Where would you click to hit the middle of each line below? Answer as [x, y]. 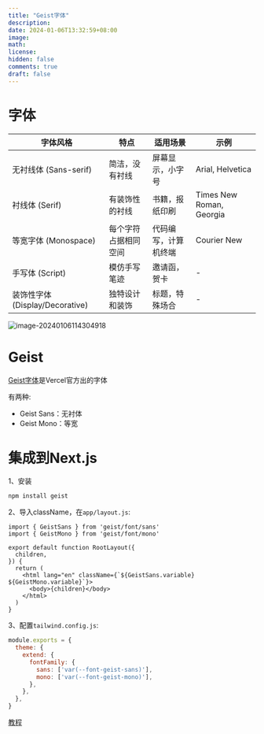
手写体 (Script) [39, 272]
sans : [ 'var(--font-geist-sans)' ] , [95, 669]
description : [29, 23]
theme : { [29, 648]
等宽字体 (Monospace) [54, 240]
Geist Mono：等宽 [49, 423]
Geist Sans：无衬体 [51, 413]
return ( [29, 569]
